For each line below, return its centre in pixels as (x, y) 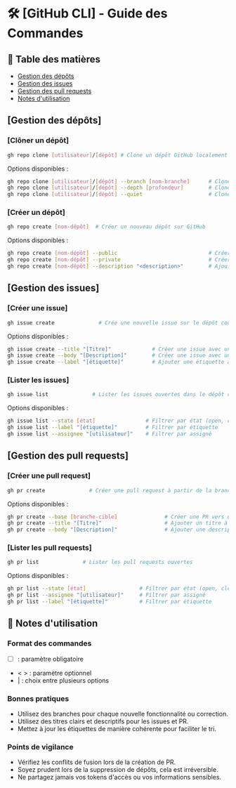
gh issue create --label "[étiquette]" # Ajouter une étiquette (116, 362)
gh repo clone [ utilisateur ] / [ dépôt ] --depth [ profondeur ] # (110, 188)
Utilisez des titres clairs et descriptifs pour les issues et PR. (103, 721)
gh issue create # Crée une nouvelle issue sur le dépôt (113, 323)
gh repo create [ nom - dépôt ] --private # (110, 260)
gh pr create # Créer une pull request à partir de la (110, 490)
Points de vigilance (40, 747)
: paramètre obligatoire (51, 659)
